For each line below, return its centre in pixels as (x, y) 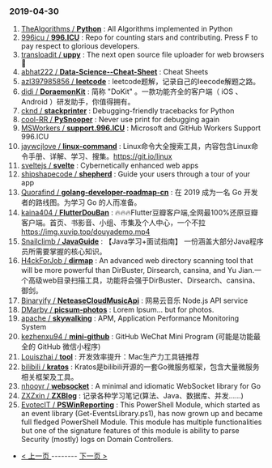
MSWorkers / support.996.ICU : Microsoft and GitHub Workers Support (141, 128)
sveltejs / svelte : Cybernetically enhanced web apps (110, 166)
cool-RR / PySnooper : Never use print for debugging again (120, 120)
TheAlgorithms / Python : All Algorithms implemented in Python (127, 29)
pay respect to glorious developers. (80, 46)
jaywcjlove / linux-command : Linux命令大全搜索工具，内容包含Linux (136, 147)
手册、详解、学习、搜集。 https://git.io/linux (100, 156)
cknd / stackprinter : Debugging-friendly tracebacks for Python (127, 111)
